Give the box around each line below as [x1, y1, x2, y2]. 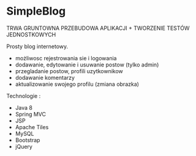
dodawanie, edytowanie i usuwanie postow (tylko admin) [15, 61, 159, 68]
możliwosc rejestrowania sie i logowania [15, 54, 117, 62]
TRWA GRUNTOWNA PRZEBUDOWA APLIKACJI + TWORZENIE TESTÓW [6, 24, 190, 32]
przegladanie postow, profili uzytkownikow [15, 67, 124, 74]
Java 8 [15, 104, 32, 111]
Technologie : [6, 92, 41, 99]
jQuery [15, 143, 32, 150]
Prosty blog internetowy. [6, 43, 69, 50]
